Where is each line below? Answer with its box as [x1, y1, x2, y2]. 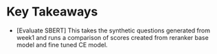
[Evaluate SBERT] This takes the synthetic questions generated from [16, 26, 211, 34]
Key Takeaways [6, 4, 98, 20]
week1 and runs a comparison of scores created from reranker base [16, 33, 209, 41]
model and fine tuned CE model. [16, 40, 108, 49]
